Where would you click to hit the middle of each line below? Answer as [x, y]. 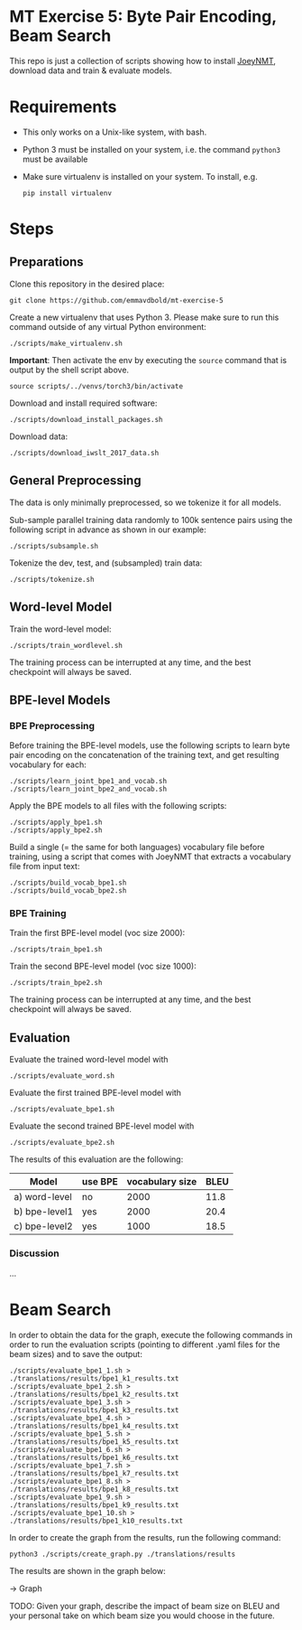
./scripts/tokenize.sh [52, 579]
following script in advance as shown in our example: [108, 529]
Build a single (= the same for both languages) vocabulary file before [137, 848]
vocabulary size [162, 1182]
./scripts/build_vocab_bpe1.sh [68, 883]
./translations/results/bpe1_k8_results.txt [94, 1489]
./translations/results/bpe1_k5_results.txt [94, 1442]
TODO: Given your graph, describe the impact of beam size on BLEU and [145, 1606]
